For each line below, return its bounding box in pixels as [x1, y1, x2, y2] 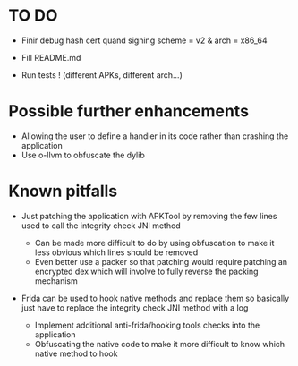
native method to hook [34, 348, 118, 359]
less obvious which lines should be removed [34, 247, 199, 258]
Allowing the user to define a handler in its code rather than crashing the [21, 131, 289, 141]
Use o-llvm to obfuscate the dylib [21, 149, 145, 160]
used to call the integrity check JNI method [21, 220, 181, 231]
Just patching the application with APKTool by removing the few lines [21, 210, 277, 221]
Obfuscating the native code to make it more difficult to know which [34, 338, 285, 349]
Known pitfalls [8, 181, 118, 201]
